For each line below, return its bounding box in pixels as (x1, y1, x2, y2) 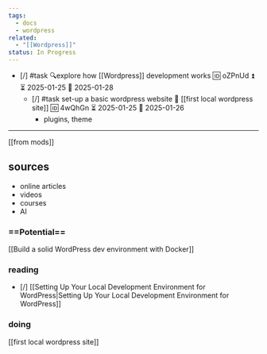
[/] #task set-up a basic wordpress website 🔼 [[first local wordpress (31, 94, 253, 103)
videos (19, 190, 42, 199)
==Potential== (8, 226, 66, 237)
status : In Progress (8, 48, 77, 56)
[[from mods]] (8, 137, 54, 147)
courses (19, 198, 47, 207)
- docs (15, 19, 37, 27)
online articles (19, 181, 66, 190)
